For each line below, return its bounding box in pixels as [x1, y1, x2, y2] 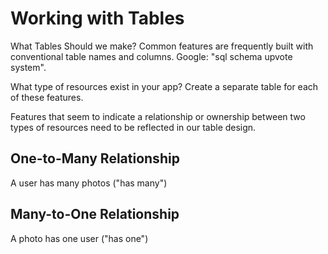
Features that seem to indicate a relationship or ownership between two [10, 110, 306, 122]
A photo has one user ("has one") [10, 232, 149, 244]
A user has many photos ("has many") [10, 177, 168, 189]
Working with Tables [10, 7, 185, 30]
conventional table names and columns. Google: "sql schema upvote [10, 50, 293, 62]
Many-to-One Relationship [10, 206, 180, 223]
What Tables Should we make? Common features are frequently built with [10, 40, 314, 52]
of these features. [10, 91, 84, 103]
